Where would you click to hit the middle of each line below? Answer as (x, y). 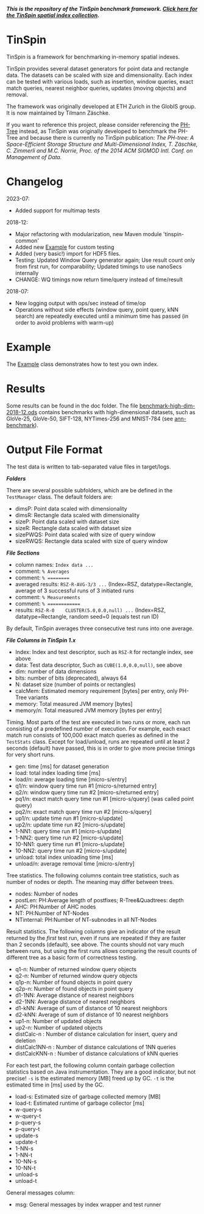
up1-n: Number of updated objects (58, 1021)
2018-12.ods (22, 412)
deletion (25, 1040)
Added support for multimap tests (58, 210)
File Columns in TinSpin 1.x (41, 640)
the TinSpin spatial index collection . (53, 15)
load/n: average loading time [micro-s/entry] (71, 779)
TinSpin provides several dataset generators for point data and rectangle (97, 68)
